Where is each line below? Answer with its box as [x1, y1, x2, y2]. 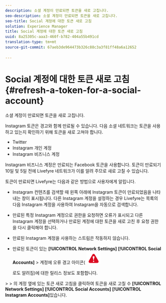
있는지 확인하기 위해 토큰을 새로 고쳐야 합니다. [14, 129, 103, 135]
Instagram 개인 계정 [12, 145, 52, 151]
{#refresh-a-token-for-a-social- [5, 85, 142, 96]
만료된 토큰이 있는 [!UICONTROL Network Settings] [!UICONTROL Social [12, 245, 162, 251]
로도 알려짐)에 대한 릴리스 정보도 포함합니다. [12, 270, 98, 276]
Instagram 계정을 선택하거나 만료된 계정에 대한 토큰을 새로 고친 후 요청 [12, 218, 150, 224]
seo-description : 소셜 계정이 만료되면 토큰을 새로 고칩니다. [5, 13, 118, 18]
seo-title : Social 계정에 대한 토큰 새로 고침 [5, 18, 92, 23]
